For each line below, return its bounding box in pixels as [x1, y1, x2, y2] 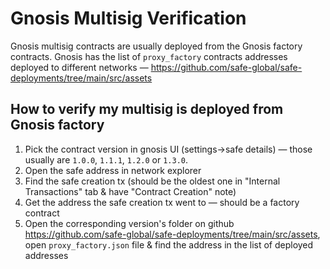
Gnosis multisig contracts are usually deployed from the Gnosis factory [10, 40, 303, 52]
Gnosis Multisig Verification [10, 7, 247, 30]
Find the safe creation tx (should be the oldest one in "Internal [24, 175, 281, 187]
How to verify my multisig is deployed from [10, 101, 284, 118]
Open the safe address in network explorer [24, 164, 202, 176]
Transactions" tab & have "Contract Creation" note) [24, 185, 237, 197]
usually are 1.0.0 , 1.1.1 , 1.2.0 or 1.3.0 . [24, 153, 189, 166]
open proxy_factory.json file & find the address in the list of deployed [24, 238, 314, 251]
